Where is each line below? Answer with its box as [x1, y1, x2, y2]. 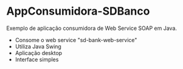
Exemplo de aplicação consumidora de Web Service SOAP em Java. [6, 24, 178, 32]
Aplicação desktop [15, 49, 63, 56]
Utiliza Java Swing [15, 43, 62, 50]
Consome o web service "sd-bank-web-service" [15, 36, 137, 43]
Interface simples [15, 56, 59, 63]
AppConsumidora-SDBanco [6, 4, 150, 18]
